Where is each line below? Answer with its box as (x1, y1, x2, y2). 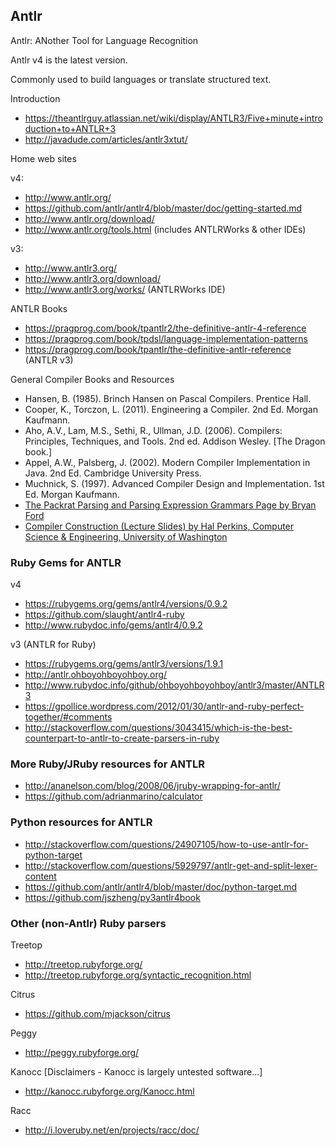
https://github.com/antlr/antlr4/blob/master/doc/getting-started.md (24, 202, 303, 214)
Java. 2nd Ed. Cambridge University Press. (24, 467, 202, 479)
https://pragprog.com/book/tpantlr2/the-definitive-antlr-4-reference (24, 322, 307, 334)
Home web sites (10, 152, 77, 164)
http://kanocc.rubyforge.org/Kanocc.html (24, 1085, 195, 1097)
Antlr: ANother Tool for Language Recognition (10, 34, 199, 46)
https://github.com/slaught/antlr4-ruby (24, 609, 185, 621)
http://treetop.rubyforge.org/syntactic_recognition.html (24, 969, 252, 981)
